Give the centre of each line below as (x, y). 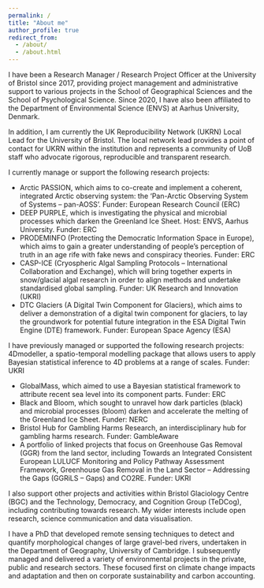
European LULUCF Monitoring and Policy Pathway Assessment (122, 461)
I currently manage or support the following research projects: (109, 172)
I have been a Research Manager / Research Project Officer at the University (132, 75)
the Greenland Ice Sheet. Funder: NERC (84, 419)
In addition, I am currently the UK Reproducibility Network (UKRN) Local (125, 132)
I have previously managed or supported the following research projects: (126, 345)
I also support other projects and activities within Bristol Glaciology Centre (128, 493)
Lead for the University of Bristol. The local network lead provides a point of (131, 140)
